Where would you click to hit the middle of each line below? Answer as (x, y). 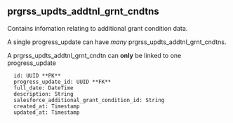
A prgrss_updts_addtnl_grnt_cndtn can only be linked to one (94, 55)
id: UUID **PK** (37, 75)
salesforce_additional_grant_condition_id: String (89, 100)
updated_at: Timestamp (47, 112)
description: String (44, 94)
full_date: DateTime (44, 88)
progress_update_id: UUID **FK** (62, 82)
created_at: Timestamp (47, 106)
